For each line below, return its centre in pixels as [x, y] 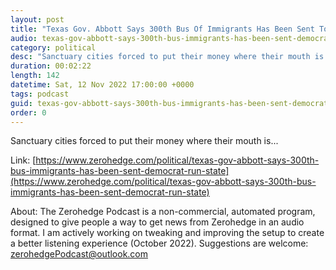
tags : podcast [40, 94]
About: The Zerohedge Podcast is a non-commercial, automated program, [163, 212]
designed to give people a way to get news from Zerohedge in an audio [157, 222]
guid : [21, 103]
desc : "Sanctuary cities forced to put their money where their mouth [160, 57]
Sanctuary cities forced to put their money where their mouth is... [144, 141]
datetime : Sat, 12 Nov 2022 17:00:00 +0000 [102, 85]
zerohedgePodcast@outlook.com [79, 254]
